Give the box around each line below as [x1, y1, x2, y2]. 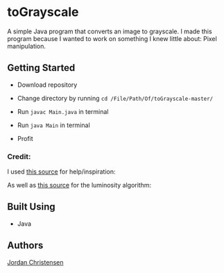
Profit [17, 134, 33, 142]
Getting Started [7, 62, 76, 74]
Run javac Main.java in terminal [17, 107, 109, 115]
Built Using [7, 201, 55, 213]
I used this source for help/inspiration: [7, 167, 116, 176]
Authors [7, 240, 44, 251]
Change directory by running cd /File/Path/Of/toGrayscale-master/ [17, 94, 214, 102]
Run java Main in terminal [17, 121, 90, 129]
